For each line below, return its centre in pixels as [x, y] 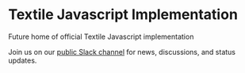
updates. [23, 60]
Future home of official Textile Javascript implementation [101, 36]
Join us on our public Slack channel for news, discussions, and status [122, 52]
